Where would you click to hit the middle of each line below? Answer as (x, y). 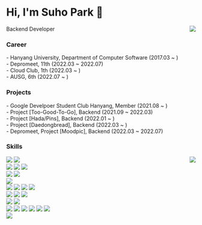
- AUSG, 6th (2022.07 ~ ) (38, 77)
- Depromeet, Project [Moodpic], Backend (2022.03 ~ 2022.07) (85, 131)
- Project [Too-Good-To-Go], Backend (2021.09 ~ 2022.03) (80, 112)
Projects (19, 93)
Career (17, 45)
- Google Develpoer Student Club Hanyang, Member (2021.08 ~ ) (87, 105)
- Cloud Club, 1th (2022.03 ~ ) (44, 70)
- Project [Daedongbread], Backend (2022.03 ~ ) (67, 125)
